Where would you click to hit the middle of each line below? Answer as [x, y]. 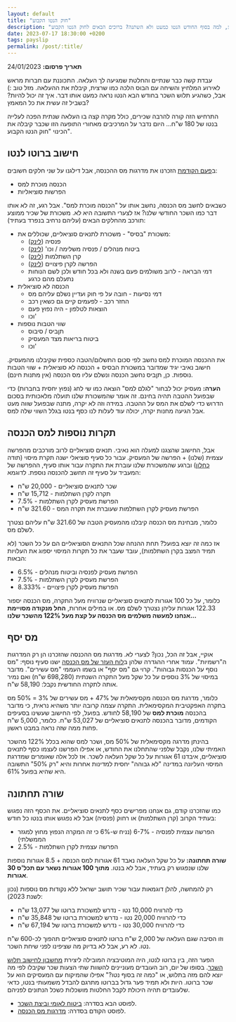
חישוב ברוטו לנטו [43, 153]
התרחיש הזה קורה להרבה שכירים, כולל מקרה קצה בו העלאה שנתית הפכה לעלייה [113, 116]
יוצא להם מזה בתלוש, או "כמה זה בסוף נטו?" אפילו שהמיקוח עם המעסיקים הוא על [115, 975]
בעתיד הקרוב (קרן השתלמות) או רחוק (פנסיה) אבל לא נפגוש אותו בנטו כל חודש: [112, 818]
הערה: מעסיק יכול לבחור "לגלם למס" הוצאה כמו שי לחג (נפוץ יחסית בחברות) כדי [114, 388]
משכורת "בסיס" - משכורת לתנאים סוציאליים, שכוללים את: [94, 234]
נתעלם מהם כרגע [51, 278]
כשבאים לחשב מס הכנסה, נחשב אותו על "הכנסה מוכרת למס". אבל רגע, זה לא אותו [117, 205]
